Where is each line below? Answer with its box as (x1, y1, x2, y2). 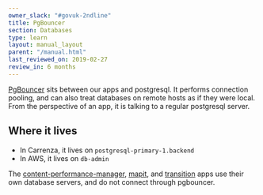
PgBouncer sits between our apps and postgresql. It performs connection (8, 84, 249, 94)
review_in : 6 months (8, 63, 77, 71)
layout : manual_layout (8, 41, 83, 49)
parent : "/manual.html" (8, 48, 87, 56)
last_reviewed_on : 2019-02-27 (8, 56, 109, 64)
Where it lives (8, 124, 78, 138)
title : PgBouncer (8, 19, 66, 27)
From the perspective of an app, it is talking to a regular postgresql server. (8, 101, 250, 111)
